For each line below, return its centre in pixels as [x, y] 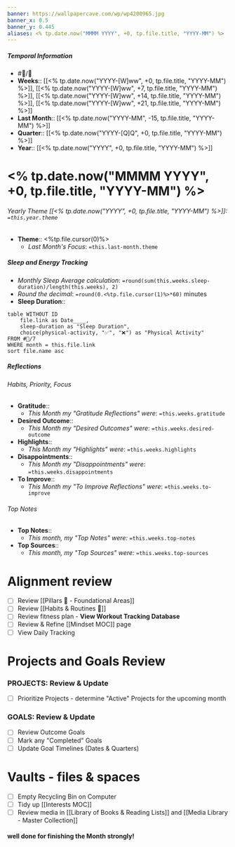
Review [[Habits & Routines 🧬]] [62, 608]
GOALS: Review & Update [51, 717]
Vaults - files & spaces [74, 777]
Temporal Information [40, 55]
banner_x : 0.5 [28, 20]
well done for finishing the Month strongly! [71, 836]
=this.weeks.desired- [183, 429]
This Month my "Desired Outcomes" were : [89, 428]
